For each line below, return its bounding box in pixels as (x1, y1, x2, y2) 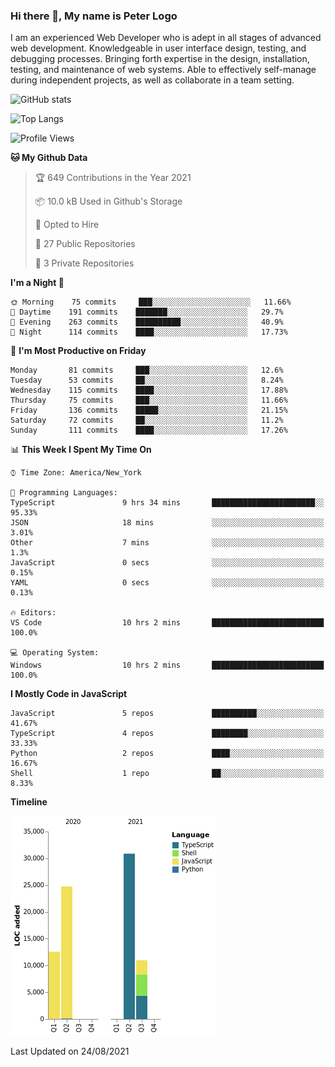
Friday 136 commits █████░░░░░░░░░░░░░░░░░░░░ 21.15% (10, 405, 288, 416)
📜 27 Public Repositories (34, 238, 136, 250)
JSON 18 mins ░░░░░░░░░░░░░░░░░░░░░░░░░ (10, 518, 325, 528)
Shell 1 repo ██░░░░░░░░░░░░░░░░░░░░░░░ (10, 769, 325, 779)
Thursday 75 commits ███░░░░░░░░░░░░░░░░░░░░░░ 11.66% (10, 395, 288, 406)
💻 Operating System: (10, 648, 100, 658)
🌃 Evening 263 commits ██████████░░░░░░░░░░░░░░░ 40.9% (10, 317, 284, 328)
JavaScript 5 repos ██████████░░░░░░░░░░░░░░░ (10, 709, 325, 719)
